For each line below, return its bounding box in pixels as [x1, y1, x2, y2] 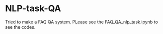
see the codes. [5, 24, 36, 30]
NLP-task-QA [5, 3, 61, 14]
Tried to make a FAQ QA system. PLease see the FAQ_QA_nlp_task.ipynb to [5, 19, 158, 25]
